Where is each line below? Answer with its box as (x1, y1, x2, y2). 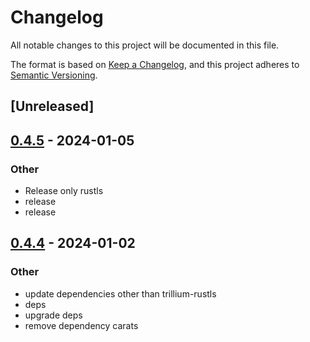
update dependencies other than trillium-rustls (24, 287, 217, 300)
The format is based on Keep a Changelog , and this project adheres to (10, 58, 300, 70)
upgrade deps (24, 309, 83, 321)
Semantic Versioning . (10, 69, 98, 81)
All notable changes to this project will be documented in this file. (10, 39, 280, 51)
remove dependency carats (24, 319, 139, 331)
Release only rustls (24, 185, 104, 197)
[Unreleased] (10, 98, 95, 115)
